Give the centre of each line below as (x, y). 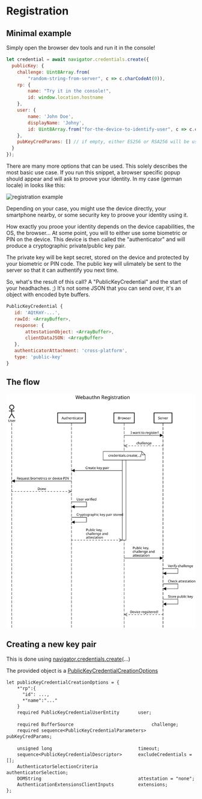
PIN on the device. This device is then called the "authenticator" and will (96, 239)
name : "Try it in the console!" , (70, 91)
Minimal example (39, 33)
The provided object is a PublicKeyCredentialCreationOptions (82, 670)
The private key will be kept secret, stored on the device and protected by (98, 257)
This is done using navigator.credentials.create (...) (68, 659)
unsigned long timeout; (89, 748)
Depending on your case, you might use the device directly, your (86, 208)
